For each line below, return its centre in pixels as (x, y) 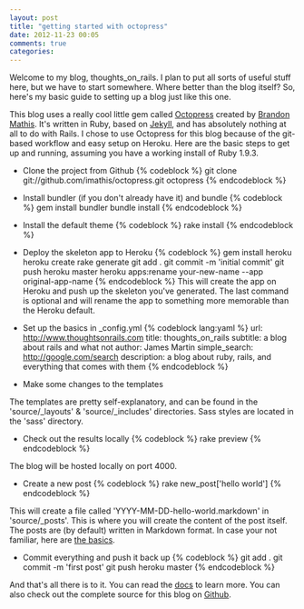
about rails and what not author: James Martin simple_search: (138, 347)
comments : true (38, 43)
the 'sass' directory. (47, 421)
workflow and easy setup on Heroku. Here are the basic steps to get (162, 144)
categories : (32, 52)
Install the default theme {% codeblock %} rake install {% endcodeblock (157, 225)
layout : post (34, 18)
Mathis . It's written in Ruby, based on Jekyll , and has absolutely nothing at (148, 125)
